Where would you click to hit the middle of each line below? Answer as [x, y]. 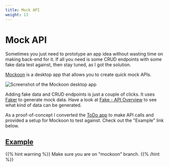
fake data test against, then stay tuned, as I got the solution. [68, 65]
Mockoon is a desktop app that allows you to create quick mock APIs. [78, 75]
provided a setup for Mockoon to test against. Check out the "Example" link [85, 121]
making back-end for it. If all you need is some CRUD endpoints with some [83, 60]
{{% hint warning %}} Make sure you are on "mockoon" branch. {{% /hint [82, 154]
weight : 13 [17, 15]
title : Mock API [22, 10]
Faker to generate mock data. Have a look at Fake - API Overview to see [81, 100]
